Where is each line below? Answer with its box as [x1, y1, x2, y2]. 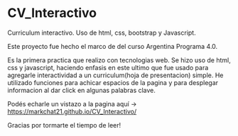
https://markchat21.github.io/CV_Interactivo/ [7, 107, 137, 115]
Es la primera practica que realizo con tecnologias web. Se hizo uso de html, [7, 55, 231, 64]
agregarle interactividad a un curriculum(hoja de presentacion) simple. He [7, 71, 224, 79]
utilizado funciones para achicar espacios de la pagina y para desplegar [7, 78, 219, 86]
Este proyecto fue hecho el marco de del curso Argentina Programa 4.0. [7, 42, 218, 50]
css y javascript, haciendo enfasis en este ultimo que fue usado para [7, 63, 209, 72]
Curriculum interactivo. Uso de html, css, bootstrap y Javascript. [7, 28, 197, 37]
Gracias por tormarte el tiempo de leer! [7, 120, 121, 129]
